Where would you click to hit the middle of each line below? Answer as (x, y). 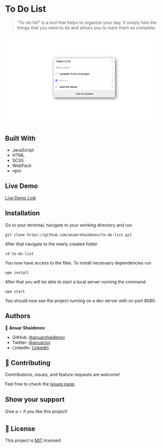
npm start (15, 291)
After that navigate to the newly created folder (51, 244)
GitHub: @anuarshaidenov (39, 337)
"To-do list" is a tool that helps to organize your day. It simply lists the (87, 22)
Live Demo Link (21, 198)
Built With (20, 138)
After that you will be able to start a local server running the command (75, 282)
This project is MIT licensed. (33, 440)
